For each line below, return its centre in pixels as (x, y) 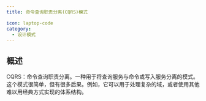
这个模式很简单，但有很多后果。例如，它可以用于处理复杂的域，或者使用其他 (103, 84)
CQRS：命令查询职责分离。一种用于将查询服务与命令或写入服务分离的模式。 (102, 77)
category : (19, 29)
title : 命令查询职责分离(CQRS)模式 (47, 12)
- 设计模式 (24, 34)
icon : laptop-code (30, 23)
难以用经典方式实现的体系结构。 (47, 92)
